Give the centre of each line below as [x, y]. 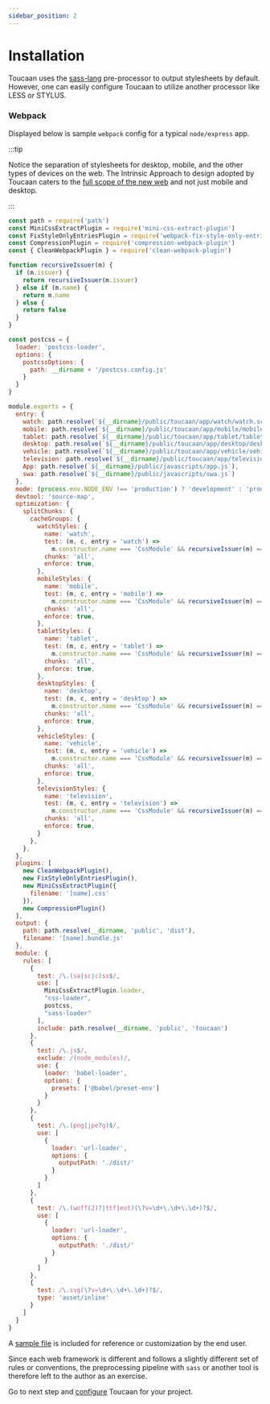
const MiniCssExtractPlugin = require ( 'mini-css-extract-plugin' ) [122, 228]
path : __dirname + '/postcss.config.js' [98, 370]
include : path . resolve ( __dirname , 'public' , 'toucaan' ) [133, 1028]
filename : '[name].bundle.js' [74, 938]
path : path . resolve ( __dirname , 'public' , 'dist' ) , [109, 931]
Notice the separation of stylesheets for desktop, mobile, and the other [126, 164]
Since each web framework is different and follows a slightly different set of [133, 1359]
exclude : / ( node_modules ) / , [84, 1058]
